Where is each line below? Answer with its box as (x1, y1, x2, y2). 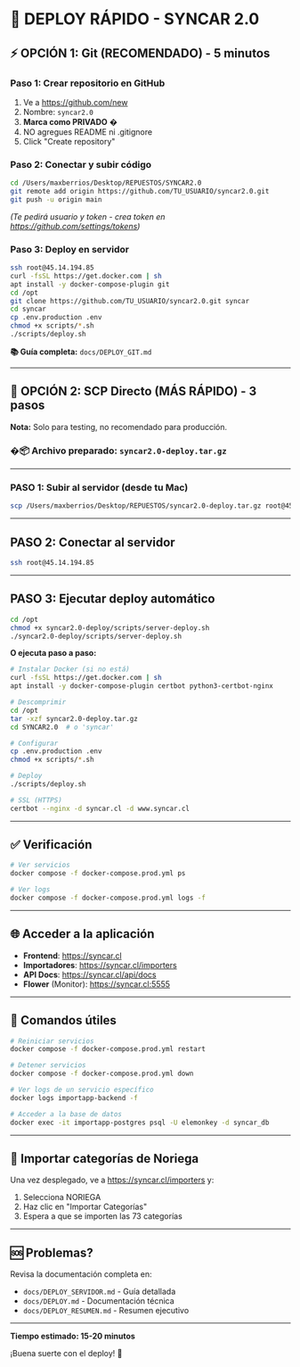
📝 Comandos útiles (10, 1013, 117, 1028)
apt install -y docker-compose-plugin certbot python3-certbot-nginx (10, 682, 274, 691)
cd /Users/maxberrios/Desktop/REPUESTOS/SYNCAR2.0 (10, 178, 202, 187)
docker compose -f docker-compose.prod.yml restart (10, 1045, 206, 1054)
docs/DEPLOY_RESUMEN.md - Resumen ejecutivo (22, 1305, 190, 1316)
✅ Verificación (10, 837, 93, 852)
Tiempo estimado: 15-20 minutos (10, 1330, 136, 1342)
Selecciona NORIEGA (22, 1192, 101, 1203)
